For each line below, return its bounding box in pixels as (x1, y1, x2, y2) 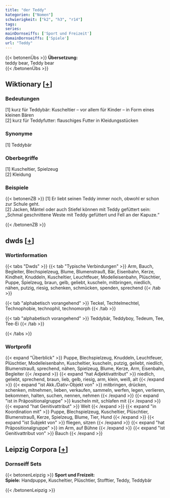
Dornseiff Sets (5, 460, 42, 468)
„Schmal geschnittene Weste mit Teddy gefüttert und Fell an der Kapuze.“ (5, 212, 160, 218)
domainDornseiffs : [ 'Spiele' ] (5, 36, 70, 41)
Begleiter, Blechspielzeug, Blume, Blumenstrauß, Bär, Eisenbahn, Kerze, (5, 269, 155, 275)
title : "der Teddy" (5, 7, 47, 13)
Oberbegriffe (5, 154, 38, 162)
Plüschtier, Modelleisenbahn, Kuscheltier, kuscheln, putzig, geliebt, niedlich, (5, 360, 164, 366)
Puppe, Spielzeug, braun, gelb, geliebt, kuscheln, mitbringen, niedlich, (5, 279, 152, 286)
